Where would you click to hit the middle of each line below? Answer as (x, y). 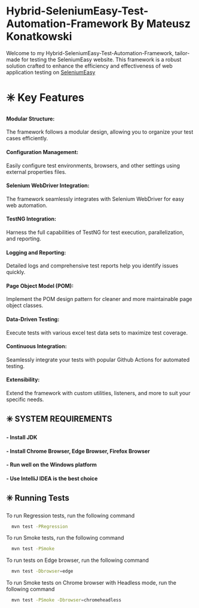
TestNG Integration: (31, 219)
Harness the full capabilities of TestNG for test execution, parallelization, (95, 232)
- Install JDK (22, 437)
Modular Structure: (30, 119)
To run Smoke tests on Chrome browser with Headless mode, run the (91, 583)
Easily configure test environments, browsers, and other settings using (93, 165)
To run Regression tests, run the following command (71, 515)
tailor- (182, 53)
